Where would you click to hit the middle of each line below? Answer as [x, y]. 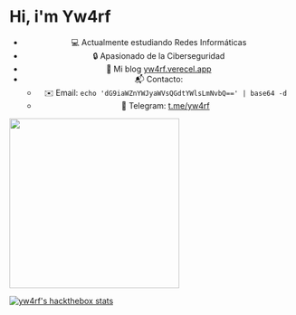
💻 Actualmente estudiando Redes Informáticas [159, 42]
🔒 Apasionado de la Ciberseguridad [159, 55]
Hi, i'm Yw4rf [60, 17]
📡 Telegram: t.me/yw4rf [165, 105]
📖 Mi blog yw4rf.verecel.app [158, 69]
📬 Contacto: [159, 79]
